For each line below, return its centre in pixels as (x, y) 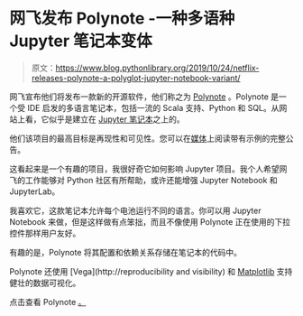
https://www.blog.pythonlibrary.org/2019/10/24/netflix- (157, 68)
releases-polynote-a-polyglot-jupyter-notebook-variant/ (136, 78)
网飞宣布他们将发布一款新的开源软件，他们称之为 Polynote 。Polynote (139, 97)
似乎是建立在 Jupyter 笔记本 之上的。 (116, 119)
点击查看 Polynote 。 (48, 302)
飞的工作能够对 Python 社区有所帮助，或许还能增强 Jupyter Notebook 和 (143, 180)
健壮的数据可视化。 (45, 283)
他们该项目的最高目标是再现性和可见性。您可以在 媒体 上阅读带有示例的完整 (147, 138)
